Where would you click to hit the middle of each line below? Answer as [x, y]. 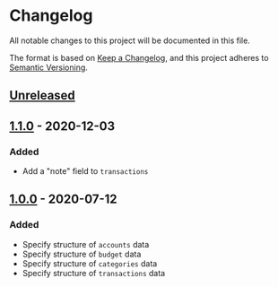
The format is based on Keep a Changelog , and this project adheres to [139, 57]
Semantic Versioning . [48, 67]
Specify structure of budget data [82, 254]
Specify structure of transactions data [94, 273]
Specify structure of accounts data [86, 244]
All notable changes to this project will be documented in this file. [130, 40]
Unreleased [43, 96]
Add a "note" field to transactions [85, 171]
